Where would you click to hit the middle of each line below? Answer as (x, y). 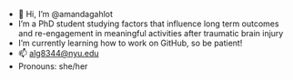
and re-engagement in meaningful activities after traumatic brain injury (151, 33)
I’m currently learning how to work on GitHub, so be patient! (130, 43)
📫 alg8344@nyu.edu (58, 53)
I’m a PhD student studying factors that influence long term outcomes (148, 24)
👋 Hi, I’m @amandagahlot (66, 14)
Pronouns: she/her (53, 66)
